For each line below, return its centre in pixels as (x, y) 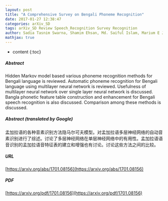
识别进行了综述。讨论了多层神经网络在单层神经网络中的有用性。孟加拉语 (84, 138)
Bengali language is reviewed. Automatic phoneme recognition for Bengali (81, 81)
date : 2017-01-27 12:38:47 (33, 19)
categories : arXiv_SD (28, 24)
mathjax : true (20, 38)
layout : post (19, 10)
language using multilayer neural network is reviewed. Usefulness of (76, 86)
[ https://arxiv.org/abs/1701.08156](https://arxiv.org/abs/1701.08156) (74, 169)
